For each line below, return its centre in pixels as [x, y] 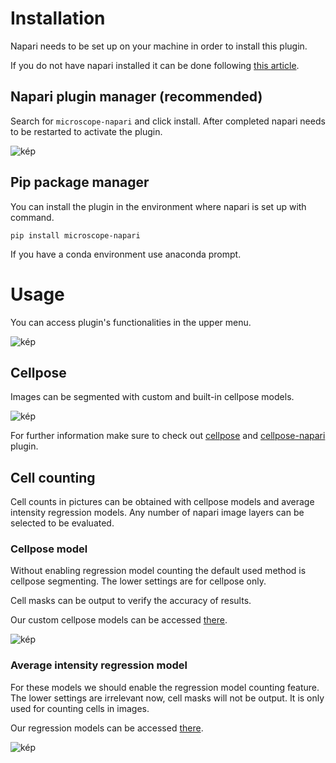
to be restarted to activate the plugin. [86, 131]
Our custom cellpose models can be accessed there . [119, 620]
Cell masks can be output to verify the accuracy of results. [131, 601]
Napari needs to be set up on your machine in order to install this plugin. [159, 46]
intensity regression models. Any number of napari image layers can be [157, 513]
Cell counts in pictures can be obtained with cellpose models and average [162, 502]
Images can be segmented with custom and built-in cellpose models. [152, 397]
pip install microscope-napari [75, 235]
